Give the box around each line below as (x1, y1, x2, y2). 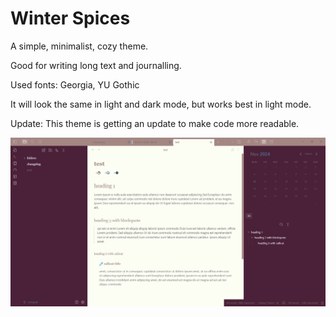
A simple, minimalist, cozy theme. (10, 40, 149, 52)
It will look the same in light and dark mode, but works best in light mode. (10, 98, 312, 110)
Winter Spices (10, 7, 131, 30)
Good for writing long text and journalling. (10, 59, 182, 71)
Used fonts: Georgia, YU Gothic (10, 78, 140, 91)
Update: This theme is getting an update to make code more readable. (10, 117, 300, 129)
